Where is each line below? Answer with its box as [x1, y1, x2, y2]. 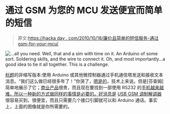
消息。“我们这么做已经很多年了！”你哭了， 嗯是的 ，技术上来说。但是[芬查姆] [5, 78, 164, 84]
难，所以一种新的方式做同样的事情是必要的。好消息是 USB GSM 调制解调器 [5, 91, 162, 97]
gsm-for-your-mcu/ [17, 41, 59, 47]
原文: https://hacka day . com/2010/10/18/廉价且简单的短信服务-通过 [17, 35, 159, 41]
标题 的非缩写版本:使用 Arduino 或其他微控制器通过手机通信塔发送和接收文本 [5, 71, 163, 78]
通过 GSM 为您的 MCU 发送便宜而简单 [5, 5, 163, 16]
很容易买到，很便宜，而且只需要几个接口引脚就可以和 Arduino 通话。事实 [5, 97, 158, 103]
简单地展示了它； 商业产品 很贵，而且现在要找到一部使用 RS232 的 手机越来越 [5, 84, 164, 90]
